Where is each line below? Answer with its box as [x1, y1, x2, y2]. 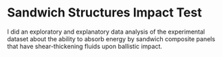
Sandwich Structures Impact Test [7, 5, 202, 21]
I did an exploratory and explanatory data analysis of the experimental [7, 27, 205, 36]
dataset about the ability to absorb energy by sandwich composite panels [7, 34, 215, 43]
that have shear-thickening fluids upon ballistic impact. [7, 42, 163, 50]
